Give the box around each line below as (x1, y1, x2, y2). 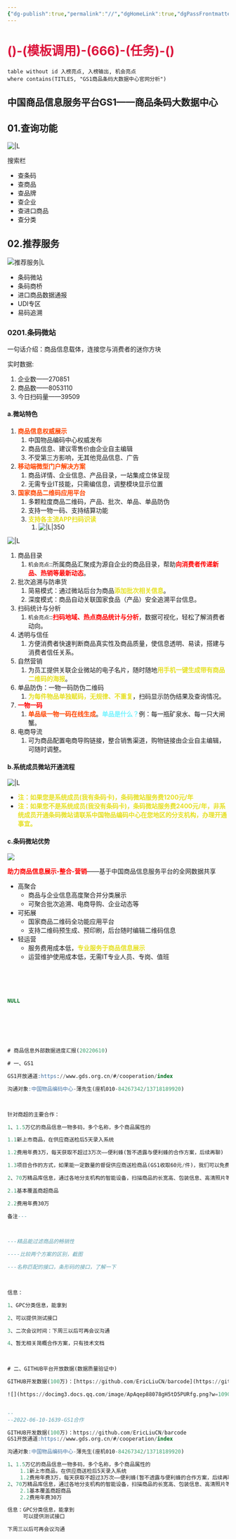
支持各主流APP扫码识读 (27, 515, 97, 524)
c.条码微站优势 (7, 837, 51, 845)
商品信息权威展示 (17, 427, 67, 436)
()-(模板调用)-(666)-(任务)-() (7, 43, 175, 59)
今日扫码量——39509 (17, 392, 80, 400)
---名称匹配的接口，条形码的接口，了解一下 (7, 1263, 117, 1271)
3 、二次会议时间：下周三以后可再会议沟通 (7, 1327, 110, 1335)
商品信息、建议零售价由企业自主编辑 (27, 445, 133, 453)
